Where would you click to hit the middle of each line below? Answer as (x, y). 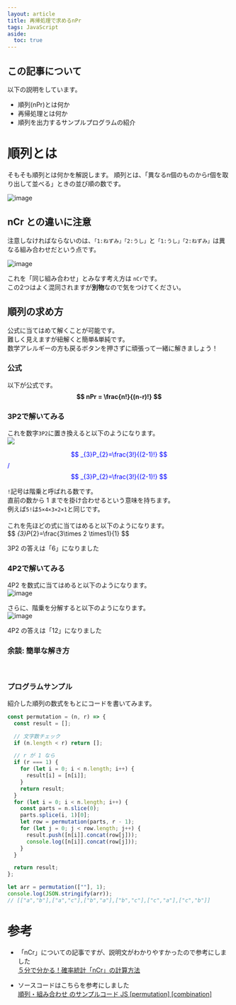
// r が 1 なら (34, 756)
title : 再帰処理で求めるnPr (44, 21)
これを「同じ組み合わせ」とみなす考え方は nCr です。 (84, 278)
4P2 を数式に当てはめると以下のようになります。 (79, 585)
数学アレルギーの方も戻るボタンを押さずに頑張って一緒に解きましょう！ (113, 348)
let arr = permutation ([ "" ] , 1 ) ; (57, 887)
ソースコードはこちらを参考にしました (73, 985)
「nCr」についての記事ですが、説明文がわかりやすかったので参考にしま (122, 952)
